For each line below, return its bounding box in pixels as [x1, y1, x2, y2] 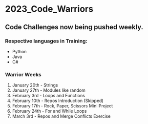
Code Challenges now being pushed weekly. [5, 23, 144, 31]
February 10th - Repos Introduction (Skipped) [12, 98, 104, 103]
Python [12, 48, 27, 54]
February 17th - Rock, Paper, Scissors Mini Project [12, 103, 113, 109]
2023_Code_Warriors [5, 3, 94, 15]
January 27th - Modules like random [12, 87, 85, 93]
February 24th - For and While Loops [12, 108, 87, 114]
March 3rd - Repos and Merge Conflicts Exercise [12, 113, 111, 119]
